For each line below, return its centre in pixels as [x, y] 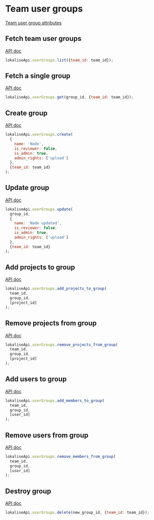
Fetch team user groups [43, 39]
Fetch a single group [38, 76]
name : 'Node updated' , [38, 223]
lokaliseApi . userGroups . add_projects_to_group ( [56, 289]
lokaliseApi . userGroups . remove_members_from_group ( [60, 456]
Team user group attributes [33, 23]
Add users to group [36, 379]
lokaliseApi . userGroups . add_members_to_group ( [55, 400]
